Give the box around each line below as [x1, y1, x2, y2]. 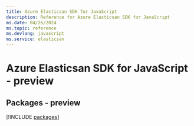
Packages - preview [6, 98, 81, 108]
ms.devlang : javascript [6, 31, 65, 37]
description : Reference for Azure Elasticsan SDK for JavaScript [6, 14, 170, 20]
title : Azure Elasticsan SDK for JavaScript [6, 8, 117, 15]
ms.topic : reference [6, 25, 57, 31]
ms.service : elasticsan [6, 36, 65, 42]
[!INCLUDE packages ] [6, 114, 60, 120]
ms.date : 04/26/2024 [6, 20, 57, 25]
